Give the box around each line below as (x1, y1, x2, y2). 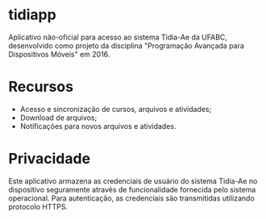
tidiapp (8, 6, 56, 24)
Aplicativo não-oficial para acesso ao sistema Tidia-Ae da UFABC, (8, 32, 228, 42)
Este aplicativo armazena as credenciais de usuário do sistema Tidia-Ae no (8, 176, 258, 186)
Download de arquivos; (19, 113, 98, 122)
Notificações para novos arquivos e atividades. (19, 121, 177, 130)
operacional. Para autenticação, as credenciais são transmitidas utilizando (8, 193, 256, 203)
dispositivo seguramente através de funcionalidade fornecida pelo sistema (8, 184, 256, 194)
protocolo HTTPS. (8, 201, 69, 211)
